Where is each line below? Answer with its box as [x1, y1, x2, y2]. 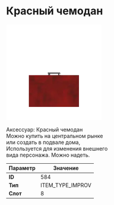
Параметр [8, 164, 36, 172]
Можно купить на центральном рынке [6, 132, 103, 139]
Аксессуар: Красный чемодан [6, 126, 83, 133]
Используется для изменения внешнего [6, 145, 108, 152]
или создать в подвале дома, [6, 139, 81, 146]
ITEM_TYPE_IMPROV [40, 181, 92, 189]
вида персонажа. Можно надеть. [6, 151, 90, 158]
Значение [53, 164, 79, 172]
